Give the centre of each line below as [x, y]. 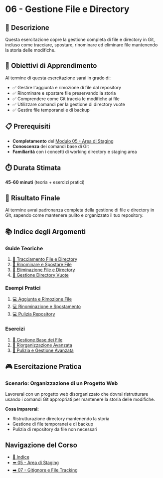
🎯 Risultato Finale [33, 198]
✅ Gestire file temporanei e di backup [51, 110]
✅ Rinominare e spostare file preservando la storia [64, 93]
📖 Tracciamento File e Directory [45, 259]
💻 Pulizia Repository [34, 314]
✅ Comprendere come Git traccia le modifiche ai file [66, 99]
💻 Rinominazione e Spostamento [47, 307]
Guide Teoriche [24, 248]
